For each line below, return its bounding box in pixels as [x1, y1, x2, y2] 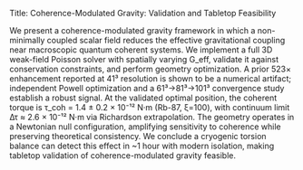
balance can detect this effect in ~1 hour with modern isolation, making [9, 140, 275, 151]
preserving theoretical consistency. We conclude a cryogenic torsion [9, 131, 267, 141]
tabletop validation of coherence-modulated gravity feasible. [9, 150, 237, 161]
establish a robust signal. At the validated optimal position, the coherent [9, 92, 278, 103]
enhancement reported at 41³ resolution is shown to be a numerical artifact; [9, 73, 292, 84]
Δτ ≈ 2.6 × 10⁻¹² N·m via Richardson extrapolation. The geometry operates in [9, 112, 295, 122]
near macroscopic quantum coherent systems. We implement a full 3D [9, 44, 273, 55]
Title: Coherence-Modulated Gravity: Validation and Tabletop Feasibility [9, 8, 277, 18]
